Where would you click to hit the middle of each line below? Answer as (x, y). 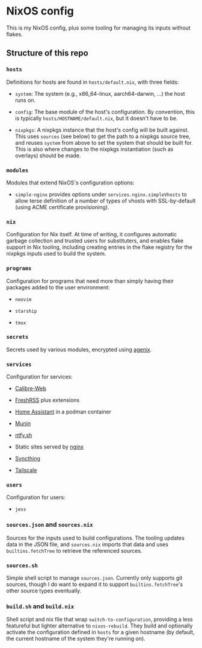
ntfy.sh (23, 435)
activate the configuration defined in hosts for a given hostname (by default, (100, 632)
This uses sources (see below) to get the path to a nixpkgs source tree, (103, 136)
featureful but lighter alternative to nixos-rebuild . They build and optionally (99, 626)
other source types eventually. (44, 591)
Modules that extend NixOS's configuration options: (70, 183)
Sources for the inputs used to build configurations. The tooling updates (95, 538)
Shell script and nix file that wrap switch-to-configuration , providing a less (100, 620)
